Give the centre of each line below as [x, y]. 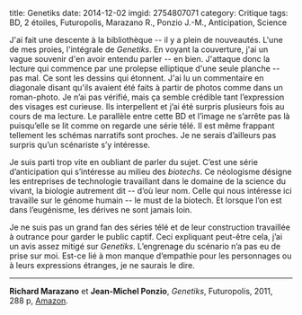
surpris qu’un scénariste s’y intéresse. [80, 144]
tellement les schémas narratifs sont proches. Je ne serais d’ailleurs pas [143, 135]
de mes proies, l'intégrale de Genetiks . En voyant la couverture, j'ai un [139, 49]
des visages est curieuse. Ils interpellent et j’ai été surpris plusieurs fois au [147, 106]
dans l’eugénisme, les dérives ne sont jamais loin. [101, 210]
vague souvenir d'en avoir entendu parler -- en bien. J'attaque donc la [140, 59]
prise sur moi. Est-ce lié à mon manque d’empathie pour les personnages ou [151, 256]
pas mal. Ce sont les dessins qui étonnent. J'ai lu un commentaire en [137, 78]
